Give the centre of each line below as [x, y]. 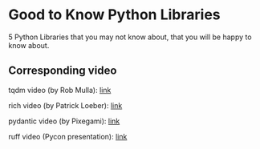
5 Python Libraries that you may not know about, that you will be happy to [130, 37]
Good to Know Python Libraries [114, 15]
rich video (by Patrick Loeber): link [65, 105]
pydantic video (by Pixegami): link [64, 121]
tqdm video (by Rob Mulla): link [60, 90]
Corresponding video [63, 71]
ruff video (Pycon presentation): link [68, 136]
